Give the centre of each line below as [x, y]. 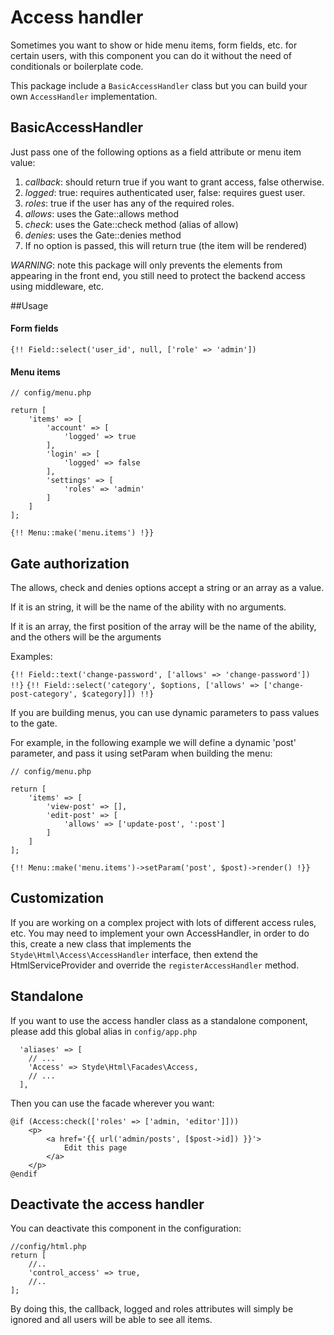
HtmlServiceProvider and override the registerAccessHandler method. [155, 965]
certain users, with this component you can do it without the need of [151, 55]
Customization [57, 898]
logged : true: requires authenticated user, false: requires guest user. [165, 192]
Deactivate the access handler [107, 1204]
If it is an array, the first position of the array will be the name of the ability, [163, 626]
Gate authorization [70, 563]
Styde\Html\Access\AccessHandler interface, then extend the [134, 954]
